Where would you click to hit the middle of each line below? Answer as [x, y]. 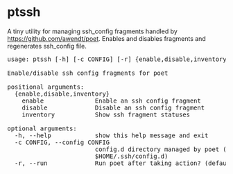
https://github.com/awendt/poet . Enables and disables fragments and [106, 38]
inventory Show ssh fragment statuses [106, 114]
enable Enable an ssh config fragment [111, 101]
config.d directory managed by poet [157, 149]
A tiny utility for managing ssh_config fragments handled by [93, 31]
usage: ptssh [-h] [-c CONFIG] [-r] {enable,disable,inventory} [119, 59]
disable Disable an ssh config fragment [113, 107]
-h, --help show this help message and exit [111, 135]
